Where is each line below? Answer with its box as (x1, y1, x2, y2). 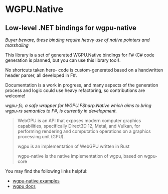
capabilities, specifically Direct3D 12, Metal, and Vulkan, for (17, 123, 140, 129)
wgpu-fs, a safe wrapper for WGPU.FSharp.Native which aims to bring (5, 103, 152, 109)
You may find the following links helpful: (5, 168, 88, 174)
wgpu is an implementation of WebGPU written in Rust (17, 143, 130, 149)
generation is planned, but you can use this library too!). (5, 57, 121, 63)
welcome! (5, 93, 26, 99)
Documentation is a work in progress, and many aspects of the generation (5, 82, 158, 88)
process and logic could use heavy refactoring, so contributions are (5, 87, 145, 93)
